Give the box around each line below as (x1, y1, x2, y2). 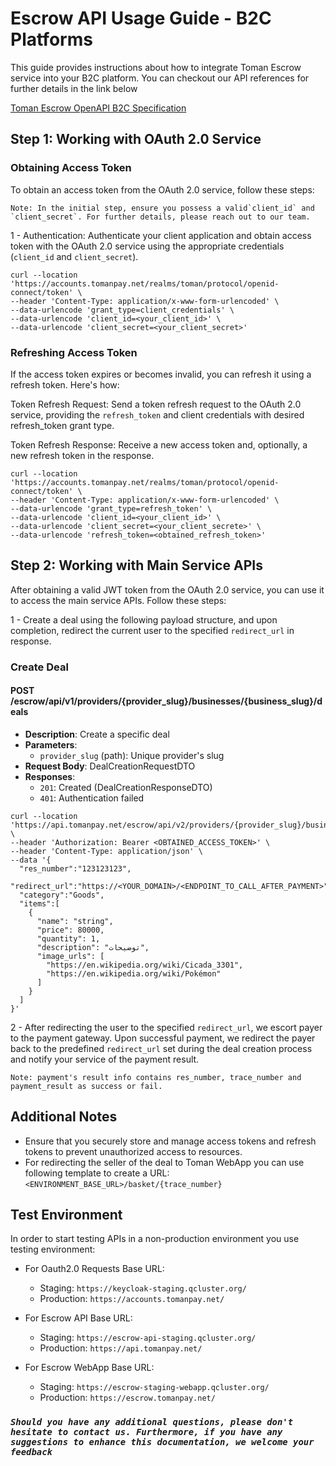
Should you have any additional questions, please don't (10, 1417, 294, 1428)
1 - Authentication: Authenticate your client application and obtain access (10, 229, 312, 241)
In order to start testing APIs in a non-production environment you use (10, 1233, 300, 1245)
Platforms (10, 28, 93, 51)
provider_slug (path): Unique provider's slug (39, 749, 225, 761)
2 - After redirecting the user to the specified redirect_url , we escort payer (10, 1021, 323, 1033)
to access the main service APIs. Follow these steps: (10, 594, 227, 606)
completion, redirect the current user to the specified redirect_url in (10, 624, 295, 636)
